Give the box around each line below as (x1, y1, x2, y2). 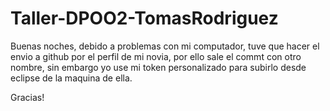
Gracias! (10, 91, 45, 103)
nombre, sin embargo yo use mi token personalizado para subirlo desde (10, 61, 307, 73)
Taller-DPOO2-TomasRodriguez (10, 7, 279, 30)
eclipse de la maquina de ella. (10, 72, 133, 84)
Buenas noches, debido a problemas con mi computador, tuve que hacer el (10, 40, 320, 52)
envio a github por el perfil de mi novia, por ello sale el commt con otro (10, 50, 302, 62)
